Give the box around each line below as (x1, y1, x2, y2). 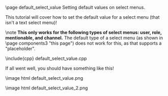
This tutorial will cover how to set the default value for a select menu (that (5, 14, 160, 20)
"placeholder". (5, 46, 36, 51)
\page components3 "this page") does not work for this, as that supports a (5, 40, 162, 46)
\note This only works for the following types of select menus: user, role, (5, 29, 162, 35)
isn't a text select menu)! (5, 20, 58, 25)
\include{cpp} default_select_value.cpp (5, 55, 87, 61)
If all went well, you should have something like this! (5, 66, 114, 71)
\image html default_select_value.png (5, 75, 83, 81)
